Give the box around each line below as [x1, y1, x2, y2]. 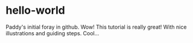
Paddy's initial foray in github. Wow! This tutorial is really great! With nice [5, 23, 187, 30]
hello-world [5, 4, 66, 17]
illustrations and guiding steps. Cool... [5, 29, 100, 36]
